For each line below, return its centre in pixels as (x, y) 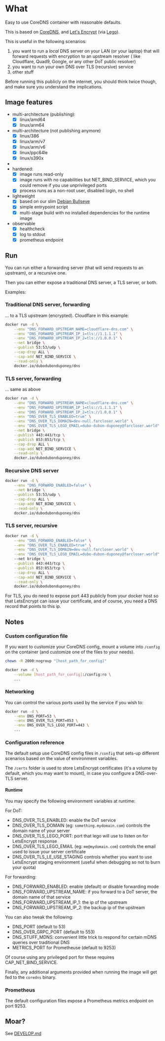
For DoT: (14, 810)
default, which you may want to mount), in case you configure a (70, 773)
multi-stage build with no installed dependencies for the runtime (85, 212)
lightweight (24, 196)
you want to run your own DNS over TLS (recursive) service (73, 67)
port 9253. (16, 1006)
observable (24, 223)
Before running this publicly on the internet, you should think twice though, (81, 81)
